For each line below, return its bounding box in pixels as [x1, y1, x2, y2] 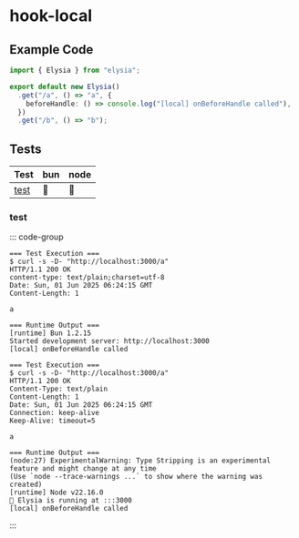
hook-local [9, 5, 93, 26]
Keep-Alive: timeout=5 [9, 416, 96, 426]
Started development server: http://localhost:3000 [9, 337, 210, 346]
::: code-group [9, 231, 64, 242]
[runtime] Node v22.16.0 [9, 488, 104, 497]
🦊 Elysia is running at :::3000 [9, 496, 132, 505]
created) [9, 480, 43, 490]
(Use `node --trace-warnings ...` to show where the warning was [9, 472, 263, 482]
